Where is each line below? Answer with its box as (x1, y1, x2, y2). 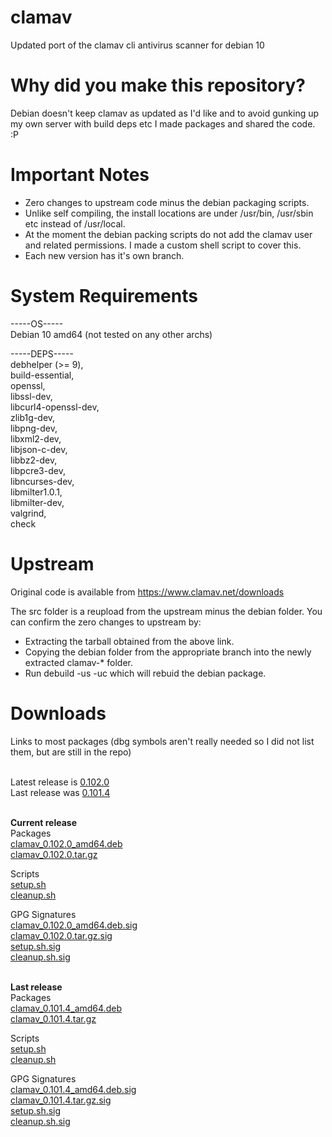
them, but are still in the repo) (10, 746, 132, 758)
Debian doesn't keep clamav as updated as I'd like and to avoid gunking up (10, 107, 320, 119)
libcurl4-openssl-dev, (10, 401, 100, 413)
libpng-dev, (10, 422, 58, 434)
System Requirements (10, 285, 198, 307)
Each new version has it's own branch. (24, 249, 185, 261)
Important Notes (10, 164, 150, 186)
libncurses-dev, (10, 475, 75, 487)
